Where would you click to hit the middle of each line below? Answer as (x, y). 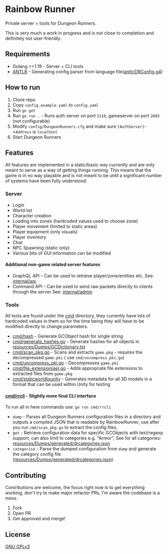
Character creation (32, 215)
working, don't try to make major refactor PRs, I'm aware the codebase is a (82, 493)
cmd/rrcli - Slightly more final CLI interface (51, 395)
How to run (23, 87)
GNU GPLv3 (18, 546)
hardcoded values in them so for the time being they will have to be (75, 321)
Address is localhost (37, 131)
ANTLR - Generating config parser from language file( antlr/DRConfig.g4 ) (88, 71)
